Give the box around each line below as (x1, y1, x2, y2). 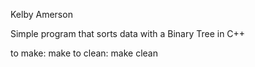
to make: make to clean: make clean (10, 47, 158, 59)
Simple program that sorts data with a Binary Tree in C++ (10, 28, 246, 39)
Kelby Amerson (10, 9, 73, 20)
